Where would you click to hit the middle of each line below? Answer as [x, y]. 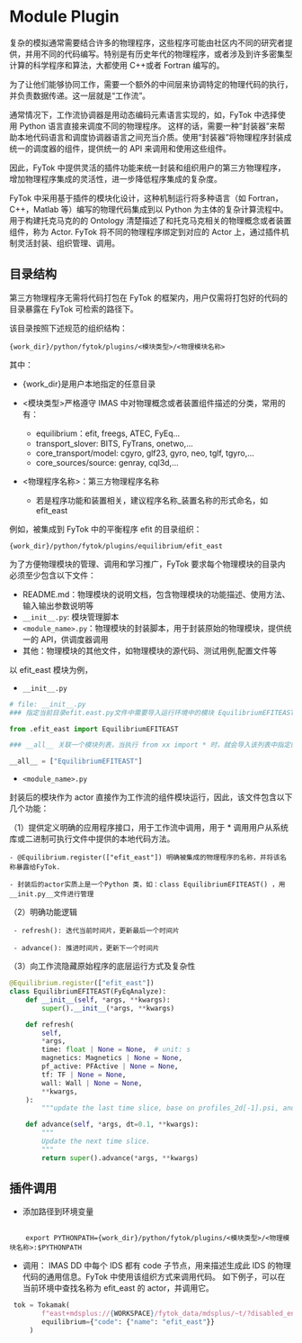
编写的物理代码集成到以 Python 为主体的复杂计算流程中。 [182, 209]
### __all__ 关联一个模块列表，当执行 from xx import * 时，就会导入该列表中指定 [150, 745]
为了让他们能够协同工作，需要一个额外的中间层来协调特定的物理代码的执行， [151, 84]
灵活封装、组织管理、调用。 [68, 243]
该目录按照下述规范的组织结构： [68, 328]
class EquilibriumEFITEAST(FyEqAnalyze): [88, 992]
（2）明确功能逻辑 [44, 912]
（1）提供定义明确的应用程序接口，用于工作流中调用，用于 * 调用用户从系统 [149, 828]
